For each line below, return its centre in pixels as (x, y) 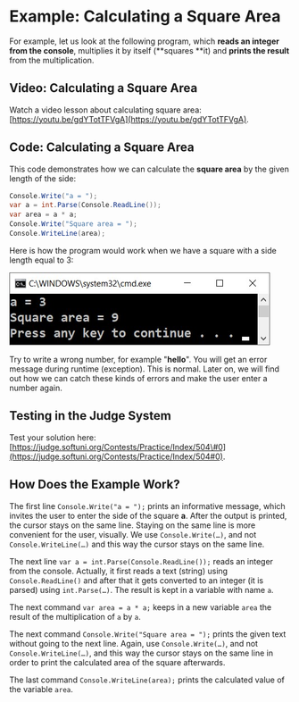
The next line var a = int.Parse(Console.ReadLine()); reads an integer (141, 561)
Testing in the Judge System (91, 416)
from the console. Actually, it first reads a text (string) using (119, 571)
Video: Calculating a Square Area (104, 88)
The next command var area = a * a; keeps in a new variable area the (141, 607)
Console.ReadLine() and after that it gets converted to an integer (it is (137, 580)
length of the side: (43, 178)
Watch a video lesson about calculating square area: (106, 110)
